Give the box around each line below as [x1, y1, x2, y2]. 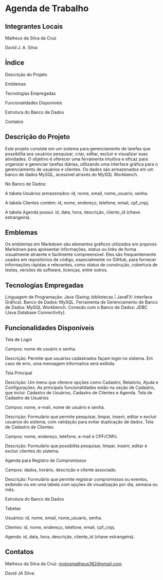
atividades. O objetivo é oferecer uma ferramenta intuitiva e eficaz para [5, 156, 148, 162]
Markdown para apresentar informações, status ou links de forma [5, 246, 137, 252]
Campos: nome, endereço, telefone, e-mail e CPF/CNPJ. [5, 434, 118, 439]
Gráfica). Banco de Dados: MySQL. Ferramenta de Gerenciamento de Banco [5, 299, 158, 305]
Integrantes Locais [5, 22, 63, 31]
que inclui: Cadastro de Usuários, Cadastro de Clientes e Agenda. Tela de [5, 390, 152, 396]
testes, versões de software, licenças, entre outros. [5, 267, 108, 273]
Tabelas [5, 506, 21, 511]
